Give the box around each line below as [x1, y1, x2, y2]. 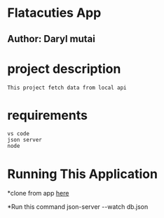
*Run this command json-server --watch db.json [7, 203, 149, 211]
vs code [7, 130, 30, 137]
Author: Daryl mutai [7, 33, 96, 45]
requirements [7, 107, 88, 123]
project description [7, 61, 121, 76]
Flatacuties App [7, 5, 102, 21]
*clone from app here [7, 189, 69, 198]
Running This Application [7, 166, 158, 182]
